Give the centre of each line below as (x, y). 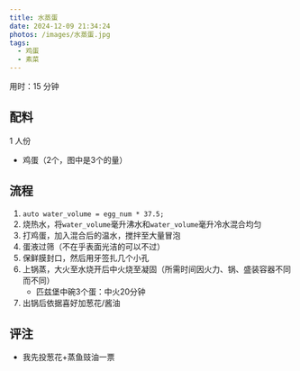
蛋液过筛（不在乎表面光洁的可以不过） (93, 246)
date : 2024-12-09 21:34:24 (60, 26)
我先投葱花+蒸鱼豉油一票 (68, 357)
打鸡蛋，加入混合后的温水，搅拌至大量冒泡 (101, 235)
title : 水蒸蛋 (34, 18)
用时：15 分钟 (34, 86)
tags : (19, 43)
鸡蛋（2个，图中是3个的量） (75, 159)
